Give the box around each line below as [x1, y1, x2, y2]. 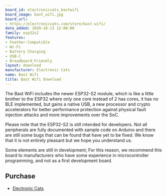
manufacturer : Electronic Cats [5, 68, 70, 73]
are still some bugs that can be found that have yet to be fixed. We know [5, 132, 154, 138]
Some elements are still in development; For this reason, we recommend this [5, 147, 162, 153]
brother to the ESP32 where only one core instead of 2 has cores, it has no [5, 96, 159, 102]
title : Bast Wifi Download [5, 77, 61, 82]
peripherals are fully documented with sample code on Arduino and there [5, 127, 156, 133]
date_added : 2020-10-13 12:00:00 [5, 26, 75, 31]
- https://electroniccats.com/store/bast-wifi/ [5, 21, 106, 26]
